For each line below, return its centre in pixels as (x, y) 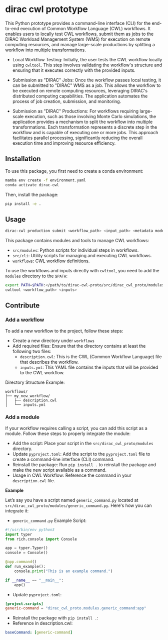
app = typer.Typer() (27, 548)
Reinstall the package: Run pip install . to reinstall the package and (84, 464)
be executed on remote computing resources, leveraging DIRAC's (80, 90)
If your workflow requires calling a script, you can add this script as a (76, 428)
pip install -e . (23, 204)
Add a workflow (25, 320)
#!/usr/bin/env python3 (30, 529)
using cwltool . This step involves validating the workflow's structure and (87, 65)
